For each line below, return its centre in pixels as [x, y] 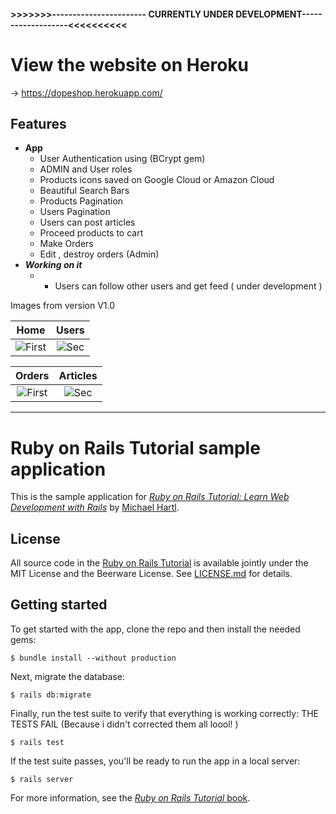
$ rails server [42, 779]
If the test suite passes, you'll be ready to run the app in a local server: [155, 761]
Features [38, 123]
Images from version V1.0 [63, 306]
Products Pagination [81, 201]
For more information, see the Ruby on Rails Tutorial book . [130, 797]
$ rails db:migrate [51, 695]
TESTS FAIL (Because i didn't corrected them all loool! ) [124, 724]
